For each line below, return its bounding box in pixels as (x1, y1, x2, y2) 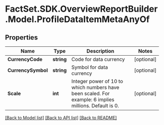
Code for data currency (71, 56, 125, 62)
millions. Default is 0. (71, 103, 120, 109)
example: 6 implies (71, 96, 115, 103)
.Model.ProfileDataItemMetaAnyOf (5, 14, 150, 25)
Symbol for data (71, 64, 108, 70)
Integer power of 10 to (71, 78, 123, 84)
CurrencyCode (7, 56, 43, 62)
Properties (5, 33, 38, 42)
